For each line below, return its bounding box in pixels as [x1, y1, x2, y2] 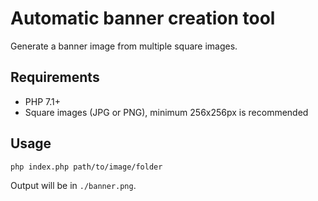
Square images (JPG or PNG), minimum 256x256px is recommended [24, 106, 309, 118]
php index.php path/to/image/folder [10, 162, 163, 172]
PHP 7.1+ [24, 95, 61, 107]
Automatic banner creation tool [10, 7, 276, 30]
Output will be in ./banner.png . [10, 179, 137, 191]
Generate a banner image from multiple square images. [10, 40, 238, 52]
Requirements [10, 69, 100, 86]
